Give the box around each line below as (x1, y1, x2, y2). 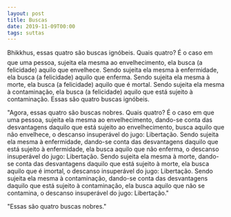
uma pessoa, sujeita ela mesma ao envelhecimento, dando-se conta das (7, 116, 212, 124)
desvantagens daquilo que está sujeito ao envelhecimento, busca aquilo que (7, 123, 225, 132)
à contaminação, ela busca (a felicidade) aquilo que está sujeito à (7, 87, 193, 96)
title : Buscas (7, 17, 48, 23)
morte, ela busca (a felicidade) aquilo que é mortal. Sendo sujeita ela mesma (7, 81, 225, 89)
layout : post (7, 10, 45, 17)
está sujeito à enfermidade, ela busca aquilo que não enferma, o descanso (7, 145, 219, 154)
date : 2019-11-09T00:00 (7, 23, 76, 30)
